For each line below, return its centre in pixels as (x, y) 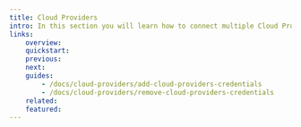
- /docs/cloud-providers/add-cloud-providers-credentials (152, 84)
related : (42, 101)
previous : (44, 59)
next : (36, 68)
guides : (39, 76)
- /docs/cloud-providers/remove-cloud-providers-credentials (158, 92)
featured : (44, 109)
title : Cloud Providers (54, 17)
